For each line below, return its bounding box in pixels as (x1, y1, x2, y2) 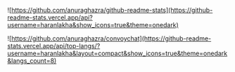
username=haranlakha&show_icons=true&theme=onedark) (7, 21, 179, 29)
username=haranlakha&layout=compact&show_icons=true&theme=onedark (7, 49, 228, 57)
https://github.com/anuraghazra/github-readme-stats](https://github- (11, 6, 213, 14)
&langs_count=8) (7, 57, 57, 65)
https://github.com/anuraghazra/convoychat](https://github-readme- (11, 34, 212, 43)
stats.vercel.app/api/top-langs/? (7, 42, 101, 50)
